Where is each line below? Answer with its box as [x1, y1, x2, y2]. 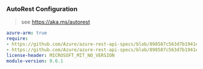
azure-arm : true [6, 30, 47, 36]
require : [6, 35, 28, 42]
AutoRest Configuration [6, 5, 78, 13]
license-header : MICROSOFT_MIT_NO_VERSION [6, 52, 115, 58]
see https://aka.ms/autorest [21, 19, 91, 26]
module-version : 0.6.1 [6, 58, 63, 64]
